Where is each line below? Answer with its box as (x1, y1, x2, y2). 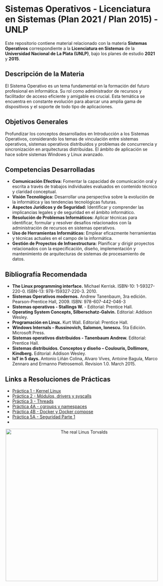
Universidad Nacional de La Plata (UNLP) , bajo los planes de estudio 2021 (5, 50, 155, 57)
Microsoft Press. (12, 330, 45, 336)
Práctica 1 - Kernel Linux (12, 388, 61, 393)
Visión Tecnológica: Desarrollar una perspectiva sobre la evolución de (12, 194, 154, 200)
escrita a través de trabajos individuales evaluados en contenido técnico (12, 184, 157, 190)
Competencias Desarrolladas (5, 165, 95, 174)
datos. (12, 256, 25, 262)
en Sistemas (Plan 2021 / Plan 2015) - (5, 14, 158, 25)
